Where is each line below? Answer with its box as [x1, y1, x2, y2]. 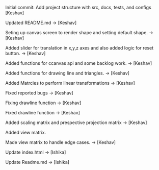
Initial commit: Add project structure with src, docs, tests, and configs [5, 5, 151, 10]
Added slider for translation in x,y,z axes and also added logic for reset [5, 45, 154, 51]
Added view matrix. [5, 130, 46, 135]
